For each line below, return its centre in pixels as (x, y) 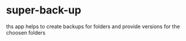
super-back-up (44, 10)
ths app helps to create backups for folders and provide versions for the (93, 26)
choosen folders (26, 32)
